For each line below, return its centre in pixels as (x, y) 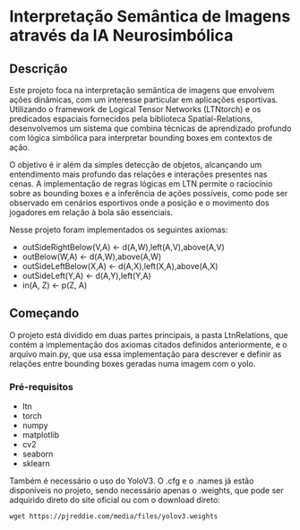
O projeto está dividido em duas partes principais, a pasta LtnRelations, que (149, 335)
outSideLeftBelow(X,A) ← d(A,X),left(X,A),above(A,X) (120, 266)
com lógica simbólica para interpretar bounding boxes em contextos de (141, 138)
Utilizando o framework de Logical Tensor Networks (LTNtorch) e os (135, 109)
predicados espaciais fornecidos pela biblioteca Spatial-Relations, (131, 119)
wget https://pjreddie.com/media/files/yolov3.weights (114, 517)
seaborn (38, 454)
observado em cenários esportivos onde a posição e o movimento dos (140, 203)
